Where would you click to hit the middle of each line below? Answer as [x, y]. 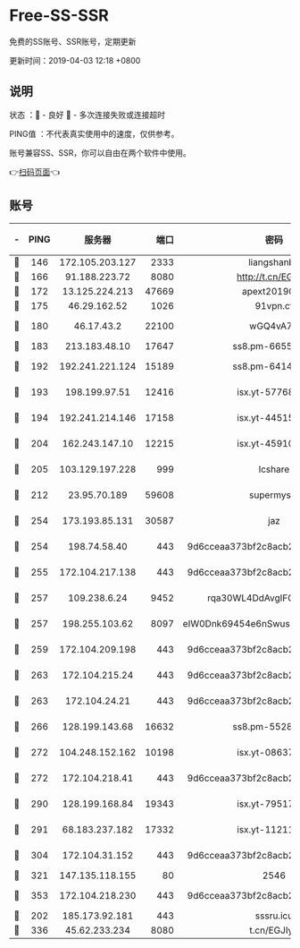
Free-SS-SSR [59, 16]
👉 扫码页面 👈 [35, 172]
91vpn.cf [274, 305]
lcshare [274, 469]
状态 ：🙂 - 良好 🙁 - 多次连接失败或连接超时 [87, 115]
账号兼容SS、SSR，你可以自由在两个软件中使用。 [100, 152]
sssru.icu [274, 916]
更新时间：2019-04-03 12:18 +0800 [75, 60]
